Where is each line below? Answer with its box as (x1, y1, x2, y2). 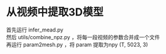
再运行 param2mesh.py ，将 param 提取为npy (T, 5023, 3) (6, 41, 148, 48)
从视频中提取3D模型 (6, 5, 104, 19)
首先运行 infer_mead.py (6, 26, 63, 33)
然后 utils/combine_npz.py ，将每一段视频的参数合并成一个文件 (6, 33, 160, 40)
